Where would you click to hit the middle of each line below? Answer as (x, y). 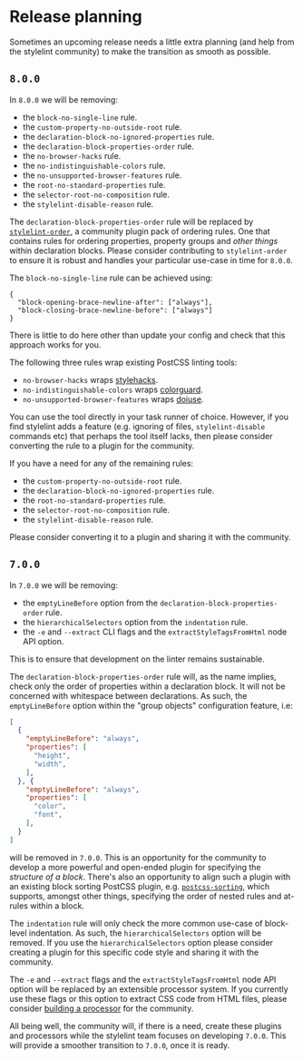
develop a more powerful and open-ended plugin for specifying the (135, 867)
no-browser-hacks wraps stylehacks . (90, 379)
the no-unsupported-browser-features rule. (102, 175)
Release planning (76, 17)
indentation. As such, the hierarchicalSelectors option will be (145, 933)
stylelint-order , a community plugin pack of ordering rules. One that (140, 231)
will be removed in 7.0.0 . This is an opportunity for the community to (138, 857)
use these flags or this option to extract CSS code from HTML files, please (148, 998)
